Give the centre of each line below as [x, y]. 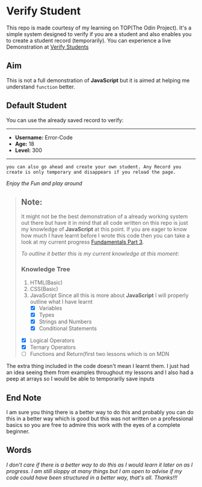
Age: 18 [25, 144]
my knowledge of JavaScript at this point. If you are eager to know [104, 229]
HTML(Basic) [46, 282]
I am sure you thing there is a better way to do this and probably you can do [100, 412]
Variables [50, 308]
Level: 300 [29, 150]
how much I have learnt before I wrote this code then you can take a [105, 236]
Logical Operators [52, 340]
